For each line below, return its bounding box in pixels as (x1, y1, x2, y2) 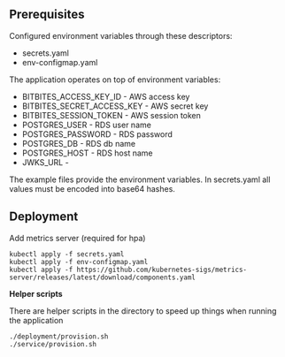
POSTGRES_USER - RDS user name (21, 119, 152, 130)
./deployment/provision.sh (9, 331, 109, 341)
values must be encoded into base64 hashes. (9, 183, 175, 194)
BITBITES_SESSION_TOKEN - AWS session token (21, 110, 202, 120)
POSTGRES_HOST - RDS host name (21, 148, 153, 158)
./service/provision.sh (9, 339, 97, 348)
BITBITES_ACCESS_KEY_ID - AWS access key (21, 91, 190, 102)
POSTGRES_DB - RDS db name (21, 138, 135, 148)
